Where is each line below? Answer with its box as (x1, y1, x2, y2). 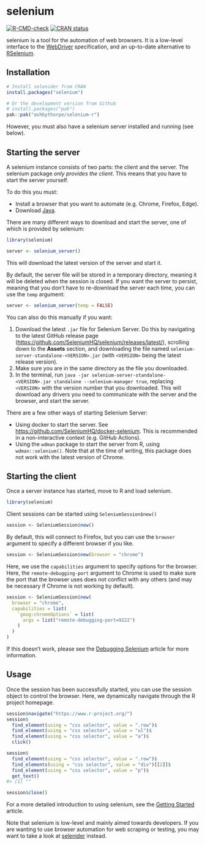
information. (6, 652, 37, 659)
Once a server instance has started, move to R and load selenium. (6, 487, 173, 495)
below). (6, 129, 26, 137)
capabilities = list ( (12, 605, 67, 611)
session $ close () (6, 790, 48, 796)
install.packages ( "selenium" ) (6, 89, 84, 96)
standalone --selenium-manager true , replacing (54, 377, 174, 384)
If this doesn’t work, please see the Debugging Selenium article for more (6, 645, 189, 652)
